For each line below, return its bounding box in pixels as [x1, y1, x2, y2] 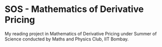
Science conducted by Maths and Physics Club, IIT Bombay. [4, 36, 129, 42]
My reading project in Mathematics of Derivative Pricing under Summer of [4, 30, 157, 36]
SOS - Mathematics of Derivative [4, 3, 144, 15]
